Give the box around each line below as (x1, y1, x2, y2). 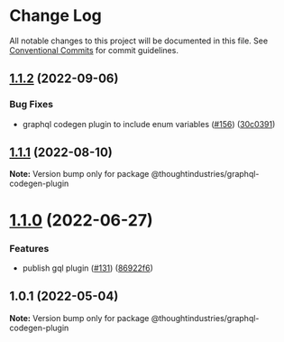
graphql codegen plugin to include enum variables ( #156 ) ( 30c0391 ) (22, 118, 276, 129)
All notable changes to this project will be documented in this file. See (9, 35, 269, 46)
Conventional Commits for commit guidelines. (9, 44, 179, 55)
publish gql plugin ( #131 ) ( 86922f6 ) (22, 263, 153, 273)
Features (9, 242, 50, 254)
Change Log (9, 5, 102, 26)
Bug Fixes (9, 98, 54, 111)
